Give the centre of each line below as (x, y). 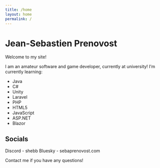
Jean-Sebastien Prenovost (61, 43)
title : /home (19, 10)
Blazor (19, 124)
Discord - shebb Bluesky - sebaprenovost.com (53, 151)
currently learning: (24, 72)
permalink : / (19, 19)
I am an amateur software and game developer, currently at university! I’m (80, 67)
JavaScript (23, 113)
